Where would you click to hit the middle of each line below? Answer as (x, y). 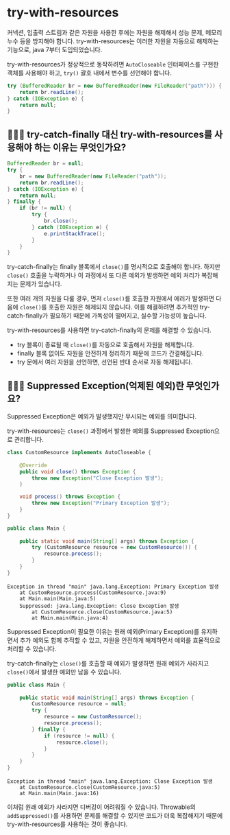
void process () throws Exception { (70, 497)
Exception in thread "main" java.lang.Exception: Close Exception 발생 (110, 781)
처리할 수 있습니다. (32, 648)
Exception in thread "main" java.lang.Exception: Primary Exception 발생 (113, 587)
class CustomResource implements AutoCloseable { (79, 453)
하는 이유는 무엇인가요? (80, 147)
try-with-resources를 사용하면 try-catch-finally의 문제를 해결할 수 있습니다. (109, 330)
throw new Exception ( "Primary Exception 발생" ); (101, 503)
